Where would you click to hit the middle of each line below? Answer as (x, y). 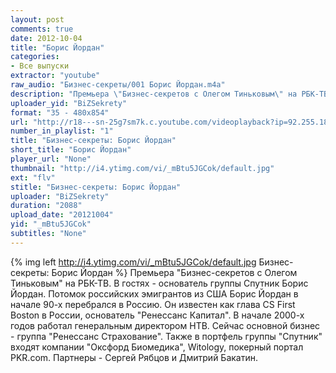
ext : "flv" (33, 177)
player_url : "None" (51, 159)
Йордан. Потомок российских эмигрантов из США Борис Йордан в (154, 293)
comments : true (42, 29)
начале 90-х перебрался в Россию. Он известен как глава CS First (153, 304)
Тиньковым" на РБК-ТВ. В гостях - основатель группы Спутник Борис (159, 283)
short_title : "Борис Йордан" (71, 150)
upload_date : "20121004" (62, 215)
